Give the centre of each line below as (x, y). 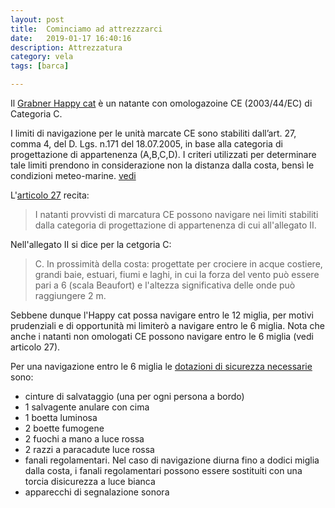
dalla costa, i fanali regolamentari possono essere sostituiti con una (163, 470)
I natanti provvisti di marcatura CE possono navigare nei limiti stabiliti (176, 214)
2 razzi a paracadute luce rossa (89, 449)
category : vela (42, 57)
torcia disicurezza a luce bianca (90, 481)
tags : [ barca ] (40, 66)
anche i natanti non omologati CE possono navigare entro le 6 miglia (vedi (162, 336)
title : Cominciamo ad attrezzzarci (86, 29)
